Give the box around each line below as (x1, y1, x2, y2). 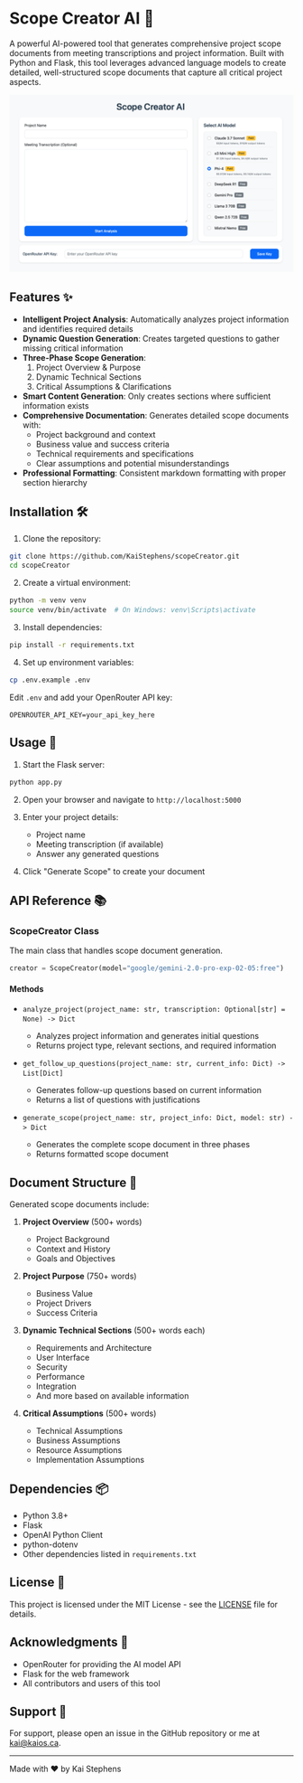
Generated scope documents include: (9, 1199, 150, 1210)
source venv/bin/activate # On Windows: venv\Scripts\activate (9, 606, 256, 615)
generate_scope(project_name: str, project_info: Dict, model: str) (22, 1114, 286, 1123)
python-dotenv (22, 1539, 78, 1550)
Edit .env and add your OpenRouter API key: (9, 692, 173, 703)
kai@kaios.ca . (9, 1738, 61, 1749)
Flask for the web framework (22, 1668, 130, 1679)
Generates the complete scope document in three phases (35, 1139, 251, 1150)
